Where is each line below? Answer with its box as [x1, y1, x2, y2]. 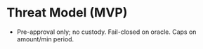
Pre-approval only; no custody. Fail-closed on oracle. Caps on [16, 28, 197, 36]
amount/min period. [16, 35, 74, 43]
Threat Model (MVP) [6, 5, 128, 21]
